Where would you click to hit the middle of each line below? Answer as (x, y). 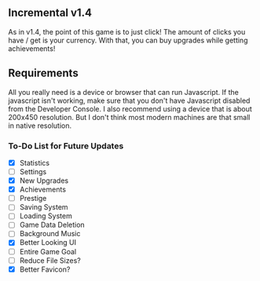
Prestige (33, 199)
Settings (33, 171)
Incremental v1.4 (50, 13)
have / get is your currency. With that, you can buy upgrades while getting (128, 40)
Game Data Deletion (52, 225)
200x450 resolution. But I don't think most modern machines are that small (129, 117)
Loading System (46, 216)
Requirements (43, 73)
